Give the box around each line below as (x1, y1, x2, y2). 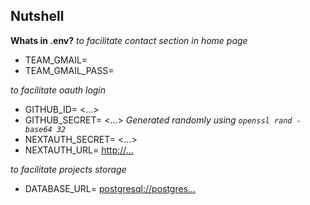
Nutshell (10, 8, 65, 25)
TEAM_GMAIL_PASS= (24, 64, 115, 76)
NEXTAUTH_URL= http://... (24, 144, 134, 156)
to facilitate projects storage (10, 163, 127, 175)
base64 (24, 124, 53, 134)
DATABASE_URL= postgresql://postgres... (24, 182, 197, 194)
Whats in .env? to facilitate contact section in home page (10, 34, 248, 46)
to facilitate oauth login (10, 84, 107, 96)
